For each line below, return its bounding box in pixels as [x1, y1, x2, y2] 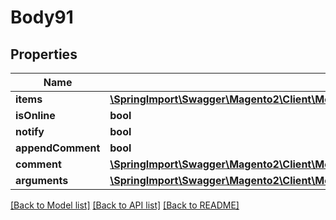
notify [15, 125, 45, 138]
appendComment [15, 141, 101, 155]
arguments [15, 174, 69, 187]
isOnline [15, 109, 56, 122]
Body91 [10, 6, 74, 29]
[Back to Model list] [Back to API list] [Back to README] [10, 199, 240, 211]
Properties [10, 46, 78, 63]
